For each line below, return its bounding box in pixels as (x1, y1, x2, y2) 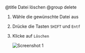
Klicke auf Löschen (12, 33, 49, 39)
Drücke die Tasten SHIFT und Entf (12, 23, 81, 29)
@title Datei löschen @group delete (5, 4, 77, 10)
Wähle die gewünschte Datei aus (12, 14, 79, 19)
